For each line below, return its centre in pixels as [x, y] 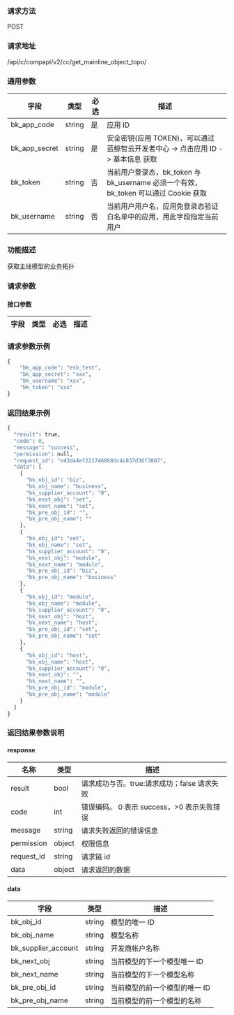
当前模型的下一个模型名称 [153, 974]
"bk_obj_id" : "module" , [60, 597]
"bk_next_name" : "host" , [62, 623]
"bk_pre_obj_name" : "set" [63, 636]
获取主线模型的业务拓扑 [41, 266]
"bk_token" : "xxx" [46, 388]
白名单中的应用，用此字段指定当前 [163, 217]
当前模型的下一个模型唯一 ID [157, 961]
